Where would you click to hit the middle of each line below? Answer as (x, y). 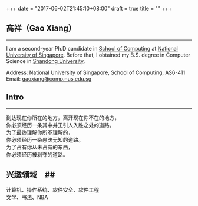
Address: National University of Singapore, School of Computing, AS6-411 (96, 72)
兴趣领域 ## (31, 175)
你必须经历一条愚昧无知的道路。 (45, 139)
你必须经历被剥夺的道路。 (37, 154)
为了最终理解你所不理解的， (40, 132)
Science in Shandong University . (46, 61)
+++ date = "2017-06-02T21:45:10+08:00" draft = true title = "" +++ (89, 9)
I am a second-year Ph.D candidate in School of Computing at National (92, 48)
